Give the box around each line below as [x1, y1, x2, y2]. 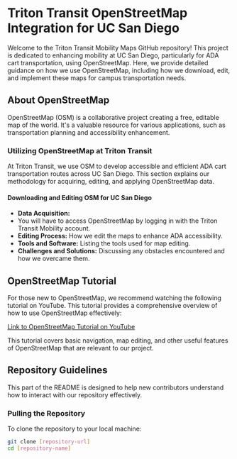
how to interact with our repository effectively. [7, 390, 143, 399]
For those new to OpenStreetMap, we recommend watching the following [7, 294, 222, 302]
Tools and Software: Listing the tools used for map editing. [17, 239, 191, 248]
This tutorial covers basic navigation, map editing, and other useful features [7, 336, 228, 345]
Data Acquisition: [17, 209, 70, 218]
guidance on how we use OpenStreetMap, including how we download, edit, [7, 66, 231, 74]
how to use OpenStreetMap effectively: [7, 309, 122, 317]
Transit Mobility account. [17, 224, 91, 233]
